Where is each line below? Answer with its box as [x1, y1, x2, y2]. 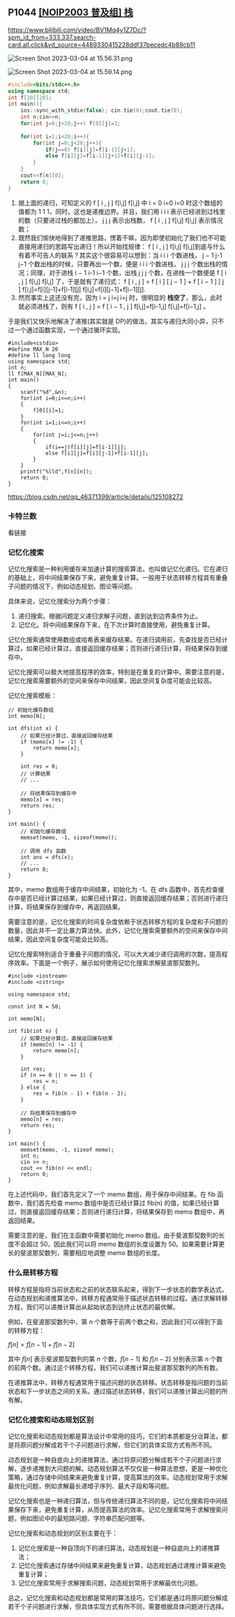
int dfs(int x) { [8, 725, 59, 732]
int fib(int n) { [8, 1028, 59, 1035]
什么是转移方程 [8, 1268, 59, 1277]
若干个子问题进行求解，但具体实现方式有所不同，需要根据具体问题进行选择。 [8, 1602, 228, 1611]
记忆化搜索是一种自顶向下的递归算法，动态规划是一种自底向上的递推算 [17, 1544, 220, 1552]
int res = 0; [20, 763, 59, 770]
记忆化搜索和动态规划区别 [8, 1414, 94, 1424]
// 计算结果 [20, 771, 51, 778]
